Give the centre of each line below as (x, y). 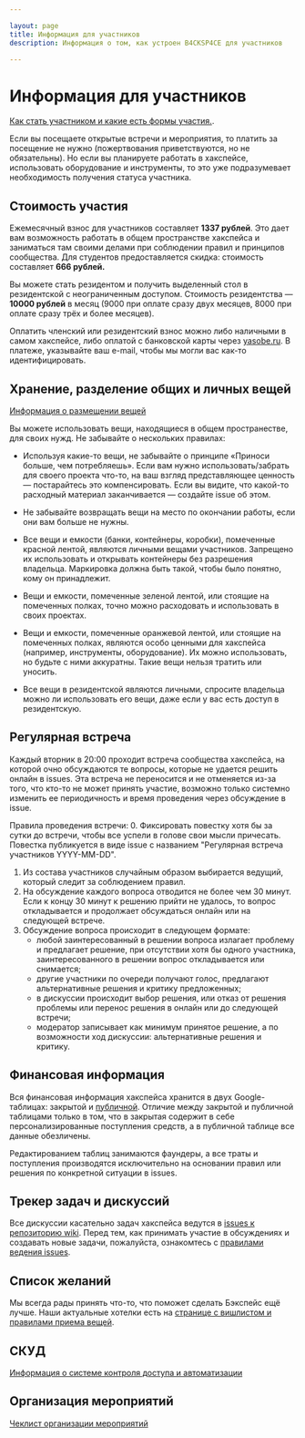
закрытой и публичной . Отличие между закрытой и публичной (172, 1106)
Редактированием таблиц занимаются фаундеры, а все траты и (134, 1153)
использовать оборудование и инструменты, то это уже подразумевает (150, 168)
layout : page (34, 26)
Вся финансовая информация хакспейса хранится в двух (121, 1097)
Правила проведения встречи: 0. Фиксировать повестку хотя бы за (141, 825)
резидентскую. (52, 708)
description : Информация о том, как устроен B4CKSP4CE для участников (146, 43)
